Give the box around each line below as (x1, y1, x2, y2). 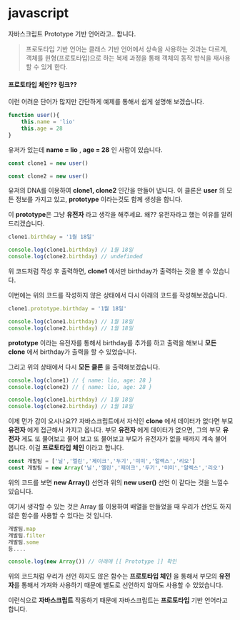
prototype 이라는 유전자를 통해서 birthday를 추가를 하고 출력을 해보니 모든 (8, 338, 217, 347)
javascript (8, 5, 69, 21)
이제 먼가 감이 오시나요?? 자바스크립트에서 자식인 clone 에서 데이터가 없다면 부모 (8, 417, 234, 425)
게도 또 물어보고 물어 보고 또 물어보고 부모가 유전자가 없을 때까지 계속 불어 (21, 434, 227, 443)
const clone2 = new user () (8, 173, 89, 180)
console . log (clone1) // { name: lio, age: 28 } (8, 377, 153, 384)
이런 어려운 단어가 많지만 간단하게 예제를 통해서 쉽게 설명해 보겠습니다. (8, 98, 204, 106)
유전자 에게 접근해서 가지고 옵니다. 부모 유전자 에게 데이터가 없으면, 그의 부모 (8, 426, 221, 434)
